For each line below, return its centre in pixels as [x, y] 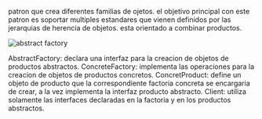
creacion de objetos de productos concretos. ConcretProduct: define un [125, 75]
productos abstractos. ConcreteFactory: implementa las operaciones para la [131, 67]
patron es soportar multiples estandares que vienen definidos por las [120, 20]
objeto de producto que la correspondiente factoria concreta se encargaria [129, 83]
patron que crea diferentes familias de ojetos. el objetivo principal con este [129, 11]
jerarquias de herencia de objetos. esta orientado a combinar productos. [125, 28]
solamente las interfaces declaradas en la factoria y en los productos [120, 100]
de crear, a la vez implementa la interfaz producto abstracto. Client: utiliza [127, 92]
